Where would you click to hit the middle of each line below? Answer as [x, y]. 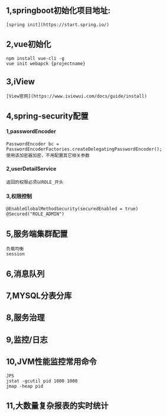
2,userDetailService [31, 168]
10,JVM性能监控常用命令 [52, 362]
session [16, 254]
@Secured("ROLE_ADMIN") [35, 214]
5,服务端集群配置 [37, 234]
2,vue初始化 [29, 44]
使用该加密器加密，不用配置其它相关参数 [48, 156]
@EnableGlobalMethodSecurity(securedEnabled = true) [72, 209]
